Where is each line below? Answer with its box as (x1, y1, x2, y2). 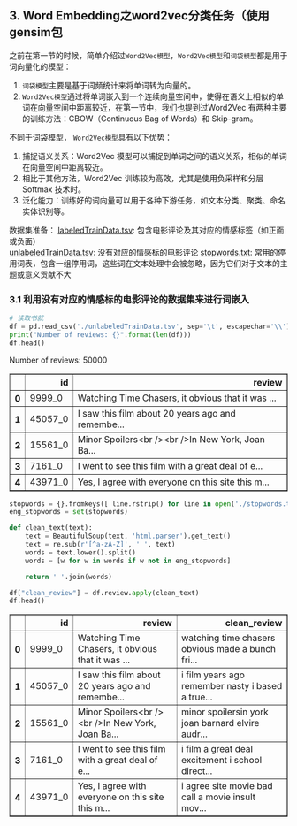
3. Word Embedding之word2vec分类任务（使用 (9, 8, 270, 24)
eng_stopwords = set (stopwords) (9, 508, 128, 516)
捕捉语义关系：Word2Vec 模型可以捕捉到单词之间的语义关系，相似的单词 (21, 150, 287, 161)
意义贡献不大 (24, 269, 72, 279)
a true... (180, 691, 213, 703)
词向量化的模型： (9, 61, 72, 72)
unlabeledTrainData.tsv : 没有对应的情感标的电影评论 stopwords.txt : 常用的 (9, 247, 278, 257)
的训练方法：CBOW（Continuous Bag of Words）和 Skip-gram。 (21, 113, 258, 124)
